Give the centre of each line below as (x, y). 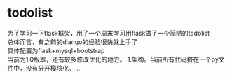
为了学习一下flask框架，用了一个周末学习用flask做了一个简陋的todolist (109, 33)
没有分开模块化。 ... (54, 68)
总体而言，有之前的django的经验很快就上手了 (73, 42)
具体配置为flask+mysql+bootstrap (56, 50)
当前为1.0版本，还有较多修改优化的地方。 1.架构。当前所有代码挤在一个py (113, 59)
